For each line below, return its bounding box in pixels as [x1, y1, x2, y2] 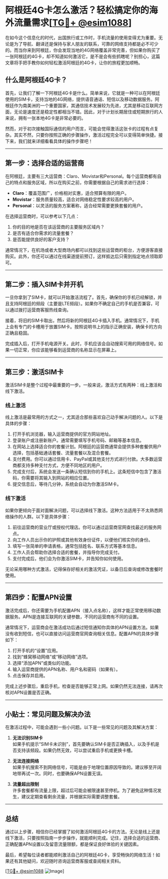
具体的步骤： [5, 420, 31, 426]
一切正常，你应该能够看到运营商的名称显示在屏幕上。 [9, 347, 119, 353]
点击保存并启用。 [12, 672, 48, 678]
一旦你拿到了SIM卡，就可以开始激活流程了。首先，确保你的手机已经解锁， [5, 294, 158, 300]
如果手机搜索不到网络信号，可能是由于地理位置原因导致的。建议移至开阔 [12, 764, 161, 770]
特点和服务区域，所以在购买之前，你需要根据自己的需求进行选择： [13, 179, 150, 185]
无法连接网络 [12, 758, 39, 764]
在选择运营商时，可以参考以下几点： [5, 213, 80, 219]
